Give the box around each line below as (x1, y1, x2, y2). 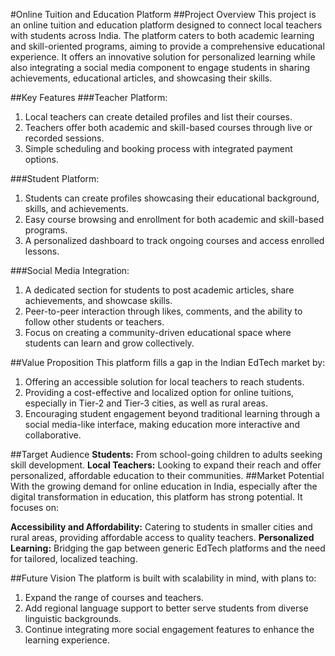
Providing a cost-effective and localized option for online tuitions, (24, 387, 295, 398)
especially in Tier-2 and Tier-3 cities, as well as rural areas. (24, 397, 268, 409)
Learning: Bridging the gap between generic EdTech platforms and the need (10, 542, 326, 554)
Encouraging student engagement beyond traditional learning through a (24, 408, 321, 419)
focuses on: (10, 502, 60, 513)
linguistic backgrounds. (24, 613, 122, 624)
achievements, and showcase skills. (24, 295, 173, 306)
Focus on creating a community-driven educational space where (24, 327, 292, 338)
